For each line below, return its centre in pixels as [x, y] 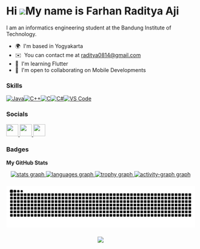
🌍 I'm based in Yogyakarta [49, 46]
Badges [17, 149]
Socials [17, 114]
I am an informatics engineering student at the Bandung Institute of [89, 28]
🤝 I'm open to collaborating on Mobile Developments [80, 70]
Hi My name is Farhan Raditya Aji [93, 11]
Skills [14, 85]
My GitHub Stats [27, 163]
